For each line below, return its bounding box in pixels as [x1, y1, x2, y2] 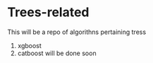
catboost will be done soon [17, 49, 97, 57]
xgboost [17, 41, 42, 50]
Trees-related [7, 4, 90, 21]
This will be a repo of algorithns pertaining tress [7, 28, 147, 36]
